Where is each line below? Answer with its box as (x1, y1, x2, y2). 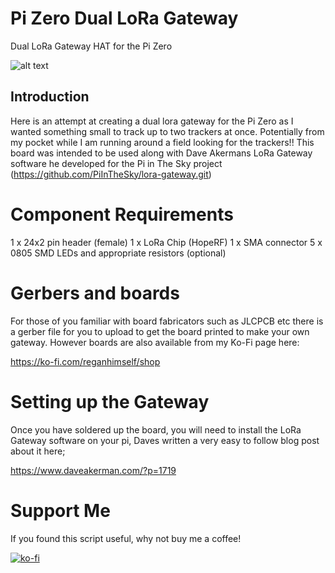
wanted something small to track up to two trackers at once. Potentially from (10, 125, 325, 137)
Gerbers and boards (10, 282, 180, 304)
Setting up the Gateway (10, 390, 210, 413)
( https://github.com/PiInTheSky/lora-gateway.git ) (10, 168, 212, 180)
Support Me (10, 499, 111, 522)
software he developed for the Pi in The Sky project (10, 157, 223, 169)
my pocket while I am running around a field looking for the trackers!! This (10, 136, 315, 148)
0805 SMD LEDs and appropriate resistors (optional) (10, 247, 227, 259)
